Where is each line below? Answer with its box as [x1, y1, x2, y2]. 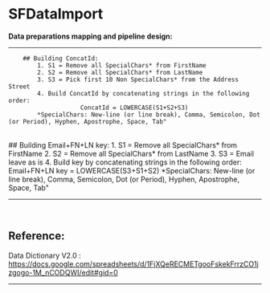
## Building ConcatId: [22, 54, 99, 63]
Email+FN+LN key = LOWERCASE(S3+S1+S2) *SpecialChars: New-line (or [8, 165, 256, 175]
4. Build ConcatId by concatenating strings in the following [37, 89, 250, 97]
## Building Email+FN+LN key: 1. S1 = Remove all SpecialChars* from [8, 140, 238, 149]
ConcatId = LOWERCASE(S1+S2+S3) [80, 104, 189, 112]
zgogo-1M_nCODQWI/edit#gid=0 [8, 267, 118, 277]
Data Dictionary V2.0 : [8, 250, 82, 260]
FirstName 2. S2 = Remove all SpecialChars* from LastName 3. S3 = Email [8, 149, 255, 158]
